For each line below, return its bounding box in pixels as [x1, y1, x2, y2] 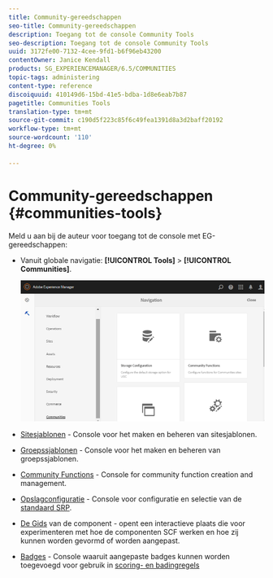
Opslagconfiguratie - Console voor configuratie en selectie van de [19, 493, 242, 504]
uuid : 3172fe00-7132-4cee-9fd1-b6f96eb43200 [8, 47, 162, 56]
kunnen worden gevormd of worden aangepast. [19, 536, 180, 545]
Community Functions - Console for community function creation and [19, 469, 253, 479]
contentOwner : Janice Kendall [8, 56, 111, 64]
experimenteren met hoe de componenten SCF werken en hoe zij [19, 527, 239, 536]
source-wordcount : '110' [8, 134, 93, 142]
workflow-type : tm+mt [8, 125, 82, 134]
